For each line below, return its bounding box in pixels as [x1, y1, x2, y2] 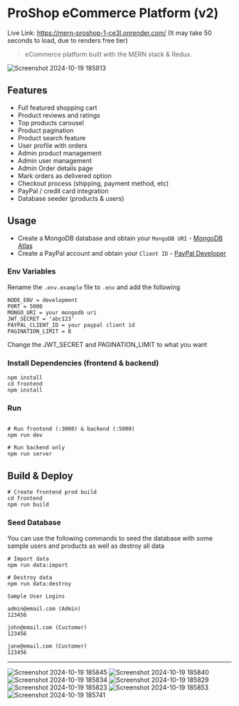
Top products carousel [17, 118, 84, 127]
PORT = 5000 [7, 303, 43, 310]
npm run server [7, 450, 53, 457]
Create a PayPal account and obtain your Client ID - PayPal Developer [17, 249, 226, 257]
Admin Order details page [17, 164, 94, 172]
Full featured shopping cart [17, 103, 97, 112]
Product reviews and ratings [17, 110, 101, 119]
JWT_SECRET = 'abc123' [7, 315, 75, 322]
